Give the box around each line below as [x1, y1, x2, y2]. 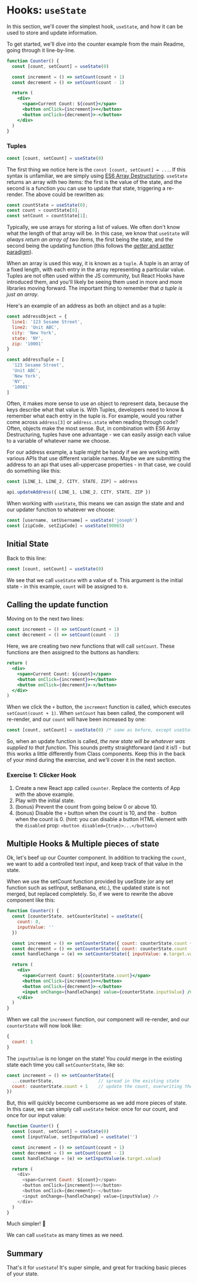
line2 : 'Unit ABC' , [12, 324, 60, 330]
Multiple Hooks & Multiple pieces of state [6, 839, 160, 849]
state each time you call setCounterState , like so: [6, 1061, 125, 1068]
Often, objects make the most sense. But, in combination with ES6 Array [6, 425, 180, 432]
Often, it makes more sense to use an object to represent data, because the [6, 400, 189, 407]
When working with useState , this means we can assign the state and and [6, 500, 184, 507]
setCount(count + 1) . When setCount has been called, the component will [6, 710, 185, 717]
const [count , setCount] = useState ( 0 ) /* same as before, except [6, 727, 172, 733]
